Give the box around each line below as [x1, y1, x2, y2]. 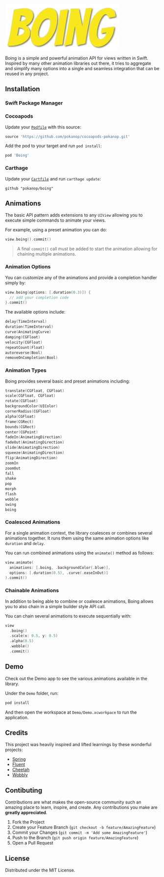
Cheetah [12, 767, 30, 773]
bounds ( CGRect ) [5, 424, 36, 429]
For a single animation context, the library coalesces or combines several [5, 530, 153, 536]
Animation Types [5, 367, 47, 374]
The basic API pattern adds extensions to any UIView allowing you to [5, 212, 143, 218]
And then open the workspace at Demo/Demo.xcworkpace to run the [5, 709, 137, 715]
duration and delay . [5, 540, 45, 546]
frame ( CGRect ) [5, 419, 34, 424]
